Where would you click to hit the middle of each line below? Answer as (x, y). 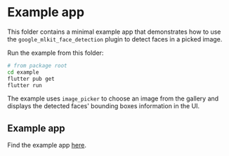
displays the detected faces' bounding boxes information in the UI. (104, 106)
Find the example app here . (47, 145)
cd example (23, 72)
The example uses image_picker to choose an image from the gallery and (113, 98)
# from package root (38, 65)
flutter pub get (31, 79)
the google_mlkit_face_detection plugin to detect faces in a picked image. (115, 39)
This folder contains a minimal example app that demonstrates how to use (114, 32)
